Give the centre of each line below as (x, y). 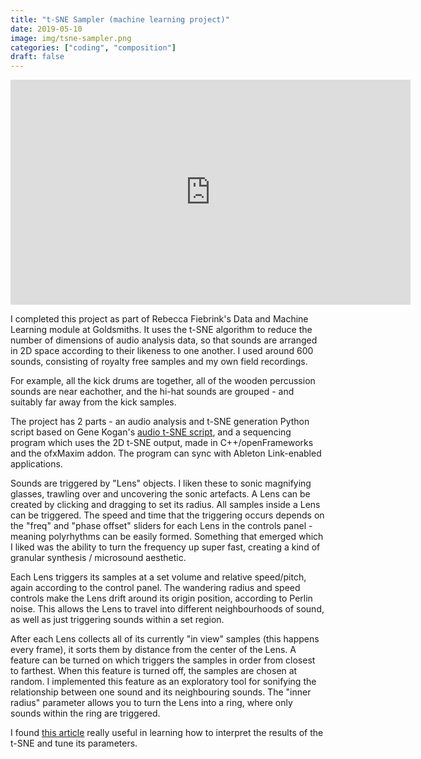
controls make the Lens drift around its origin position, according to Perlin (161, 598)
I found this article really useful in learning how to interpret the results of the (167, 733)
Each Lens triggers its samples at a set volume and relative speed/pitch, (158, 577)
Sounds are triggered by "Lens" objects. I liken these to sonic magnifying (161, 483)
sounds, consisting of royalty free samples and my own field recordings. (159, 362)
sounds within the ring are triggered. (85, 713)
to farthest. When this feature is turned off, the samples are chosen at (154, 671)
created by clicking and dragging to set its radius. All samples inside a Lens (165, 505)
